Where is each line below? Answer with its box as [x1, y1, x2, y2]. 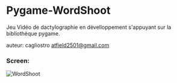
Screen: [6, 57, 30, 65]
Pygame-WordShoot [6, 4, 111, 17]
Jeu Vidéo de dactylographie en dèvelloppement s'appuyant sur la [6, 23, 172, 31]
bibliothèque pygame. [6, 29, 60, 37]
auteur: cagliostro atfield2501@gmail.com [6, 41, 110, 49]
